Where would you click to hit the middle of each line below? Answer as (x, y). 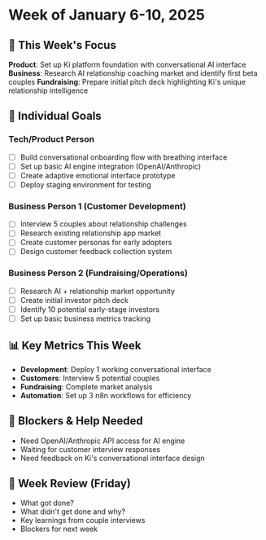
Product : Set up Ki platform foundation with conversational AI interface (127, 64)
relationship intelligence (48, 90)
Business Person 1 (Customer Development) (97, 206)
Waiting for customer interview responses (90, 449)
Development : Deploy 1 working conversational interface (116, 369)
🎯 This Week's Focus (62, 45)
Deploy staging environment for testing (86, 184)
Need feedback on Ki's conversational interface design (112, 458)
